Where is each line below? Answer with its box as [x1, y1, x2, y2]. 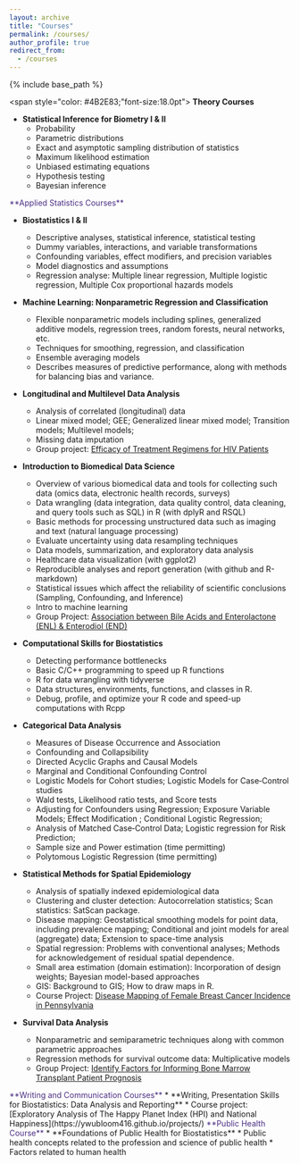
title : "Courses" [9, 21, 74, 30]
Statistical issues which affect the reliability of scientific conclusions [35, 582, 287, 593]
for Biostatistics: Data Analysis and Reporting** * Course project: [9, 1100, 248, 1110]
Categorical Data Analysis [21, 720, 122, 731]
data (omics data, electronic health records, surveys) [35, 488, 230, 498]
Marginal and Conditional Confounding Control [35, 766, 207, 776]
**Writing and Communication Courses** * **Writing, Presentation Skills [9, 1090, 279, 1100]
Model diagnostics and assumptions [35, 261, 169, 271]
